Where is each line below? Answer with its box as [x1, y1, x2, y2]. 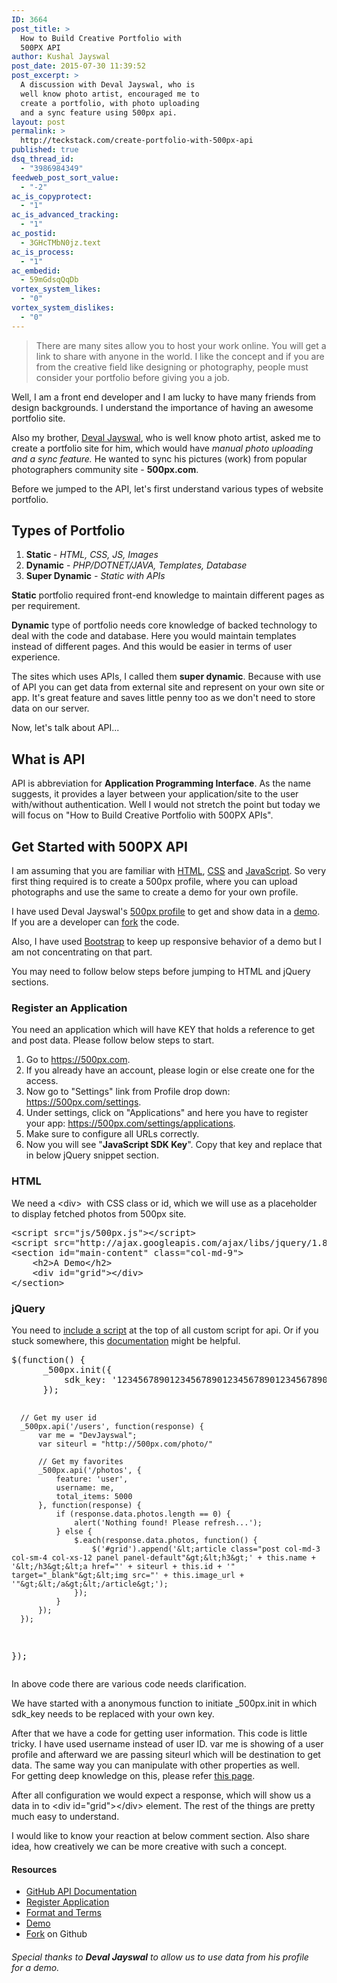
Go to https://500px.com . [25, 1054, 131, 1066]
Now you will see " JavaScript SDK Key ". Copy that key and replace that [25, 1139, 323, 1151]
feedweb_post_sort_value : [11, 172, 119, 183]
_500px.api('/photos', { [37, 1465, 142, 1475]
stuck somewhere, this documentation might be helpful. [11, 1334, 241, 1346]
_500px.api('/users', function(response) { [20, 1421, 204, 1431]
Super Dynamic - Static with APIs [25, 570, 166, 582]
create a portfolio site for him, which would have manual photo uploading [11, 442, 314, 454]
